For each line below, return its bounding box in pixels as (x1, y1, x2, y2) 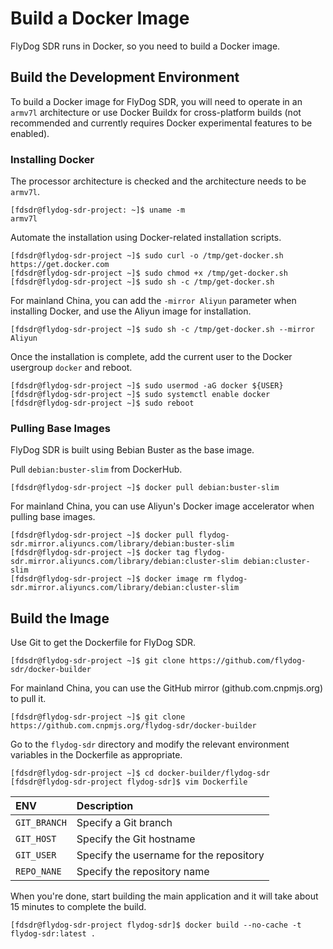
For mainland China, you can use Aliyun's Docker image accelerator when (10, 500, 315, 512)
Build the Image (10, 610, 110, 627)
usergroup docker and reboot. (10, 362, 133, 374)
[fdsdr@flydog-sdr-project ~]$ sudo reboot (10, 398, 195, 409)
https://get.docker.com (10, 260, 110, 270)
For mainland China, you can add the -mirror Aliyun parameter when (10, 295, 297, 307)
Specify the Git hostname (76, 832, 196, 846)
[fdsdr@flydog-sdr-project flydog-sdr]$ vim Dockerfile (10, 777, 248, 787)
